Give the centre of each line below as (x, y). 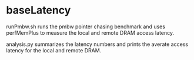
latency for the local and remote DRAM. (54, 50)
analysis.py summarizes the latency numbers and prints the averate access (97, 44)
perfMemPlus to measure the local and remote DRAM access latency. (90, 32)
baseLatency (39, 10)
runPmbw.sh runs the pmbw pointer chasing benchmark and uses (86, 26)
